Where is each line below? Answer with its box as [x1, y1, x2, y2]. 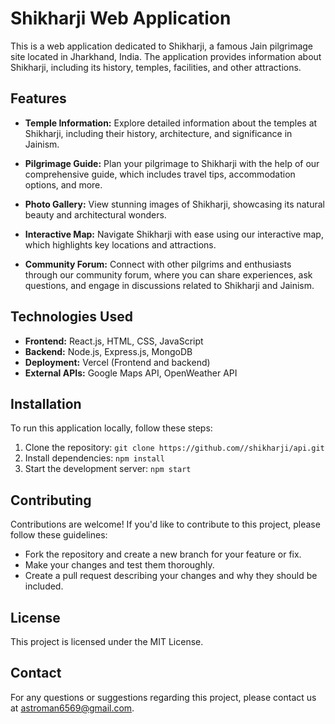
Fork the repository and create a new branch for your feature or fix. [24, 548, 302, 561]
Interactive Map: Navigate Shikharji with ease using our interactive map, [24, 228, 324, 240]
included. [24, 580, 64, 592]
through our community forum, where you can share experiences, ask [24, 268, 313, 281]
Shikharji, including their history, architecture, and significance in [24, 127, 293, 139]
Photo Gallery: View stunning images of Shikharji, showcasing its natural [24, 198, 326, 210]
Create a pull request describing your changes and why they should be [24, 570, 318, 582]
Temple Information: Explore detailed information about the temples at [24, 117, 318, 129]
